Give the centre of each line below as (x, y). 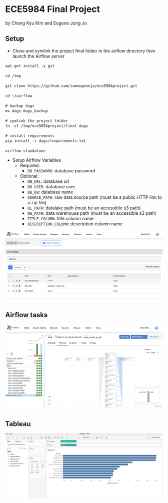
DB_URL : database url (48, 181)
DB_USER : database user (51, 186)
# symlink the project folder (37, 121)
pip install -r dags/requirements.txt (45, 141)
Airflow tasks (26, 315)
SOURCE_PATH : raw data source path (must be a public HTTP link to (95, 197)
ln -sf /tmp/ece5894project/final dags (47, 126)
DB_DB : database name (50, 192)
